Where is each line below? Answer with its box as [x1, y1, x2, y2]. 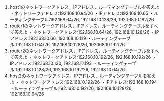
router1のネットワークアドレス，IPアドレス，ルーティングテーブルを [9, 23, 150, 29]
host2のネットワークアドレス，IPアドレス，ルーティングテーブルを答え [9, 73, 156, 79]
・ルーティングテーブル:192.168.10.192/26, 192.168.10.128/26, [9, 85, 133, 91]
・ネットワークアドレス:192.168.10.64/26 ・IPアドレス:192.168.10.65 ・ [9, 10, 154, 16]
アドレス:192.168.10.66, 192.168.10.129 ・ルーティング [9, 35, 118, 41]
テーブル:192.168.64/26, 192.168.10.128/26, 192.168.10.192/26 [31, 17, 154, 22]
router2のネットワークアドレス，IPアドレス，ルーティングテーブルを [9, 48, 151, 54]
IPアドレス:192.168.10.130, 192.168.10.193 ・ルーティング [9, 60, 123, 66]
